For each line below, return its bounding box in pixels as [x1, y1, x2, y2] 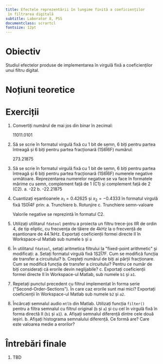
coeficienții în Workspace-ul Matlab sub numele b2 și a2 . [12, 291, 126, 297]
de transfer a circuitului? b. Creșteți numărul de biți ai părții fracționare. [12, 256, 155, 261]
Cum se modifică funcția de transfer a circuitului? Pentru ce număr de [12, 261, 152, 267]
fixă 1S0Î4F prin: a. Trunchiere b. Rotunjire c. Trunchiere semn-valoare [12, 202, 154, 208]
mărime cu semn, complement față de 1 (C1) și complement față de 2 [12, 181, 151, 187]
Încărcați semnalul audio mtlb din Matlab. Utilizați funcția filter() [12, 300, 145, 306]
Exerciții [5, 106, 39, 118]
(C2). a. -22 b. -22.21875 [12, 186, 63, 192]
